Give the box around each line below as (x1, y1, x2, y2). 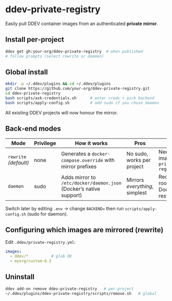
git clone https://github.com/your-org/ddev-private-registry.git (5, 86, 150, 91)
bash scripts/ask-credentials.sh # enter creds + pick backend (5, 96, 155, 101)
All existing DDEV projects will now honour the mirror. (5, 109, 118, 115)
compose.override (61, 157, 103, 163)
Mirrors (126, 176, 144, 183)
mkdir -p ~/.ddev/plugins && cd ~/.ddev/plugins (5, 81, 111, 86)
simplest (126, 189, 147, 196)
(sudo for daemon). (27, 211, 68, 217)
